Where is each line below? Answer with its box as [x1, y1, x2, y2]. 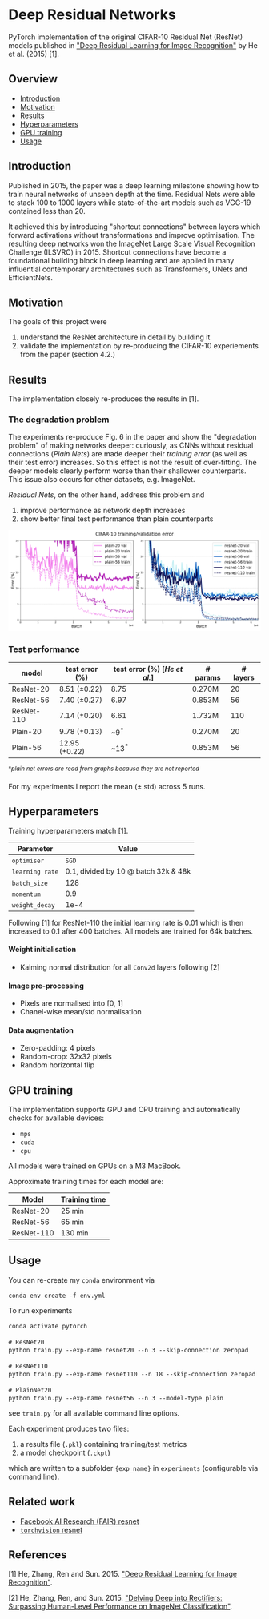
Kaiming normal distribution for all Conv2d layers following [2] [19, 962, 220, 972]
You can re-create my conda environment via [8, 1275, 155, 1284]
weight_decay [11, 902, 55, 910]
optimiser [11, 857, 45, 866]
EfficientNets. [8, 272, 54, 282]
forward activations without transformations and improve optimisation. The [8, 230, 255, 239]
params [195, 673, 222, 682]
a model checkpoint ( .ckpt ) [19, 1448, 110, 1457]
